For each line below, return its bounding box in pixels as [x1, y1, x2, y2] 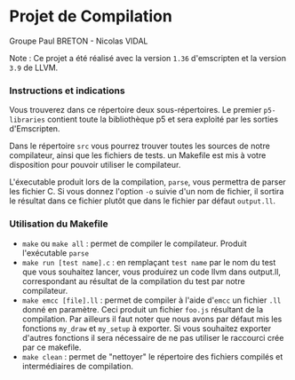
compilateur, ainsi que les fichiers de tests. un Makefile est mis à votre [9, 150, 267, 161]
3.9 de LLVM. [9, 62, 59, 73]
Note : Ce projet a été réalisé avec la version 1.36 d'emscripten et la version [9, 52, 287, 63]
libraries [9, 115, 46, 125]
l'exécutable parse [21, 247, 90, 258]
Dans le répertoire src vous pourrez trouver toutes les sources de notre [9, 140, 271, 152]
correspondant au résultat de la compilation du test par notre [21, 275, 246, 286]
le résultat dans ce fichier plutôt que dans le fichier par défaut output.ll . [9, 195, 276, 206]
